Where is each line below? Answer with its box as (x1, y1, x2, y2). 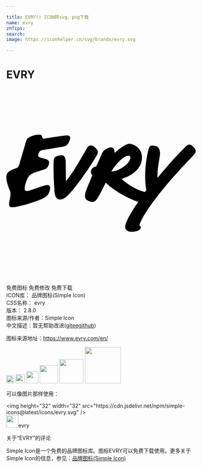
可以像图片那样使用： (6, 390, 59, 397)
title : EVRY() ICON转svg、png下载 (6, 14, 89, 20)
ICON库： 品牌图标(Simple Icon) (6, 292, 86, 299)
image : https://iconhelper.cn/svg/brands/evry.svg (6, 37, 136, 43)
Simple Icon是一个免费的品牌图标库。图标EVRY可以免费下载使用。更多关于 (6, 447, 191, 455)
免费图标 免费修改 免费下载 (6, 284, 73, 292)
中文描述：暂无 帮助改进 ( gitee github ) (6, 322, 96, 329)
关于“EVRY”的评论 (6, 434, 51, 441)
